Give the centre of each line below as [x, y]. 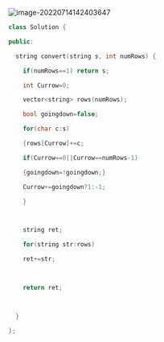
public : [21, 41]
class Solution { [37, 27]
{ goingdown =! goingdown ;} [64, 172]
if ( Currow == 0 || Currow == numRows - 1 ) [80, 158]
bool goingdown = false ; [61, 114]
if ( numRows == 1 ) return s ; [66, 71]
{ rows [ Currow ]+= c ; [53, 143]
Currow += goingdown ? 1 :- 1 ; [64, 187]
